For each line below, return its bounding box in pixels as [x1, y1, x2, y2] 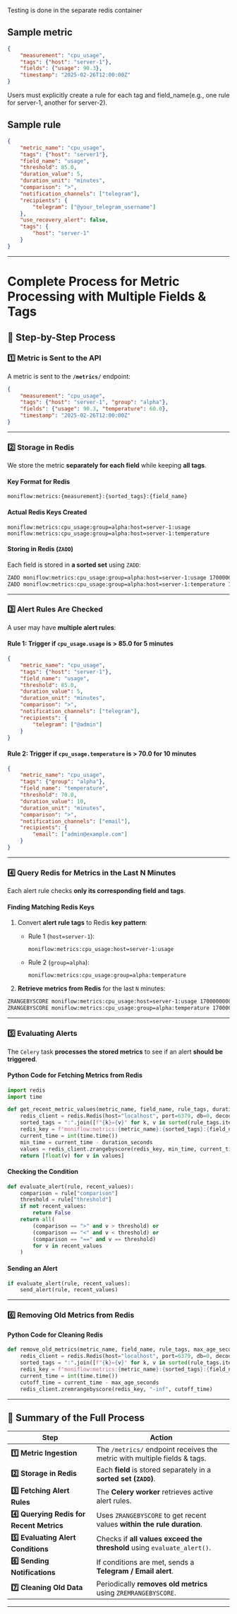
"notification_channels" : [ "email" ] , [20, 817, 131, 825]
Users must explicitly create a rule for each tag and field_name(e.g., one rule [7, 91, 230, 100]
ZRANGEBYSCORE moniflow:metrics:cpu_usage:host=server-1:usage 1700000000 [7, 998, 232, 1005]
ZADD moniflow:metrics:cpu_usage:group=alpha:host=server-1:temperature [7, 580, 226, 588]
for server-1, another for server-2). [7, 98, 108, 107]
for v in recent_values [32, 1242, 102, 1250]
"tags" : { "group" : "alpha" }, [20, 778, 106, 785]
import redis [7, 1086, 46, 1094]
